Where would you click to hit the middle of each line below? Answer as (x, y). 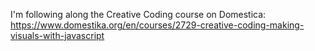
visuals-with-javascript (57, 35)
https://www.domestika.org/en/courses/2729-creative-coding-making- (157, 25)
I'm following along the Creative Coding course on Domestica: (138, 14)
